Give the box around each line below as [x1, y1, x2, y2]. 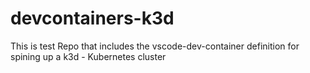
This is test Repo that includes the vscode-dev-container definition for [10, 40, 300, 52]
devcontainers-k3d [10, 7, 175, 30]
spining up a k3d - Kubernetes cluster [10, 50, 167, 62]
